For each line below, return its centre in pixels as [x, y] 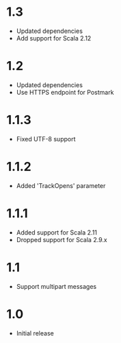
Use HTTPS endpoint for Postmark [65, 92]
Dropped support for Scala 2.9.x [62, 239]
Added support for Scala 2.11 [56, 232]
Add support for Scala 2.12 [54, 38]
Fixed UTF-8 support [46, 139]
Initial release [35, 333]
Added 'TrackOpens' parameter [61, 185]
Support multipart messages [56, 286]
